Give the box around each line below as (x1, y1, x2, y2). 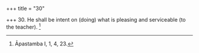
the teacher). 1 (6, 23, 41, 30)
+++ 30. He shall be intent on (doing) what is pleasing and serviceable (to (6, 16, 186, 23)
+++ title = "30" (6, 5, 45, 12)
